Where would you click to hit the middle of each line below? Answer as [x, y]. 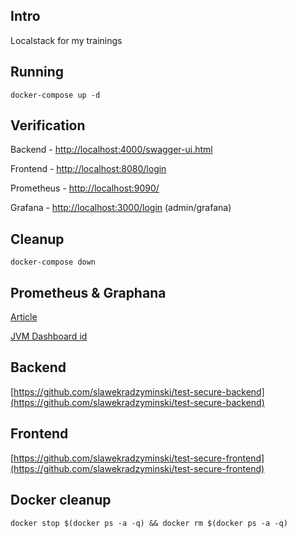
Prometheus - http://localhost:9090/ [85, 188]
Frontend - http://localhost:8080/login [88, 169]
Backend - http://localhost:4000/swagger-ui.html [111, 150]
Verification [48, 125]
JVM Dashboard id [49, 336]
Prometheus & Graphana [88, 292]
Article [24, 317]
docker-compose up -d [55, 95]
